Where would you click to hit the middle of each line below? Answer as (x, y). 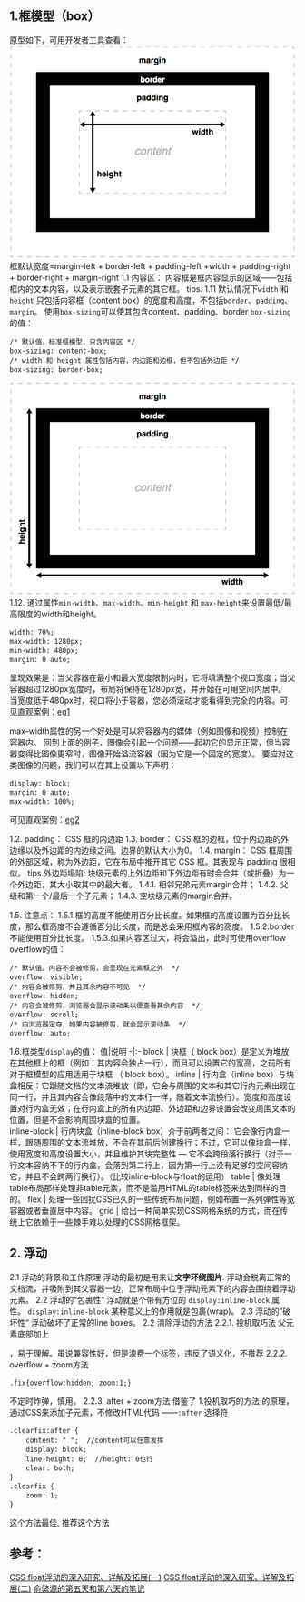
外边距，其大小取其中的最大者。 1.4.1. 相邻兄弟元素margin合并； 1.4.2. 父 (152, 884)
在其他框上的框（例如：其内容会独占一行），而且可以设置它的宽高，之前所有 (151, 1063)
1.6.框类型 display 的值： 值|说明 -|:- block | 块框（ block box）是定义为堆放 (149, 1051)
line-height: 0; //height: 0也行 (89, 1459)
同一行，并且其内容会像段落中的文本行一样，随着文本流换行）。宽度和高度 (147, 1096)
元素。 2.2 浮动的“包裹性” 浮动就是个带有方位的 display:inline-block (140, 1299)
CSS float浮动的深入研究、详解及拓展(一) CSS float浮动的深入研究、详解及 (148, 1577)
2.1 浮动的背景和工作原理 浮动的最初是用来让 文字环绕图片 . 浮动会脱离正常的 (150, 1277)
